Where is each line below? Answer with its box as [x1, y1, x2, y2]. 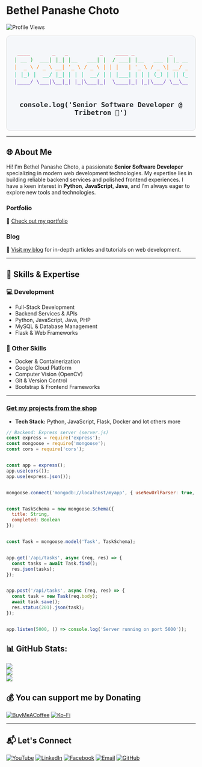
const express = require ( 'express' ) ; [6, 435, 101, 441]
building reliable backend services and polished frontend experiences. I [6, 176, 183, 183]
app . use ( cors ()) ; [6, 468, 50, 474]
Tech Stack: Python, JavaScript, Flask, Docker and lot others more [14, 418, 181, 425]
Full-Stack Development [14, 303, 75, 311]
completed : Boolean [11, 517, 61, 523]
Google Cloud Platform [14, 364, 72, 371]
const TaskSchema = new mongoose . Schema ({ [6, 506, 114, 512]
